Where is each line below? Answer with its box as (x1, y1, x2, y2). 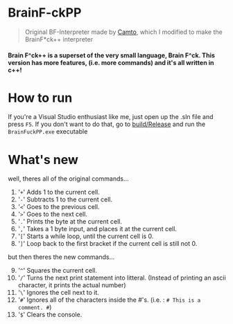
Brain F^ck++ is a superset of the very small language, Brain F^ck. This (8, 51, 216, 60)
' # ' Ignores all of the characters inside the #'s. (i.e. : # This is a (17, 296, 201, 304)
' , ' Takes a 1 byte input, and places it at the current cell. (17, 225, 178, 233)
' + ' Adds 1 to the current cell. (17, 188, 100, 197)
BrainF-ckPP (8, 5, 82, 21)
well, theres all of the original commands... (8, 174, 129, 183)
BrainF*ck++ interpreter (24, 35, 93, 43)
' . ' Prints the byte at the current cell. (17, 217, 123, 226)
